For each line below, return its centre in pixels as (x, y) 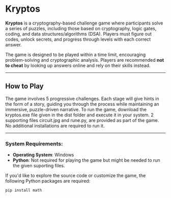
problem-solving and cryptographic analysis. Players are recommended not (85, 60)
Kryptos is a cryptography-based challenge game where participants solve (84, 23)
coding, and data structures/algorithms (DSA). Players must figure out (78, 34)
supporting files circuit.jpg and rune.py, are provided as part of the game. (82, 120)
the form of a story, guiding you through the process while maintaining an (82, 104)
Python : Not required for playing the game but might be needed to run (86, 160)
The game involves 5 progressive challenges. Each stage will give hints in (82, 98)
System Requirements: (34, 143)
